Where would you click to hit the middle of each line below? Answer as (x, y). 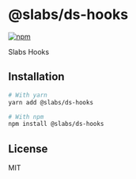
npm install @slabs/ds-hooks (56, 124)
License (28, 149)
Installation (36, 77)
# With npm (26, 116)
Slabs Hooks (29, 51)
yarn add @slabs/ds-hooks (51, 102)
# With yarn (28, 95)
